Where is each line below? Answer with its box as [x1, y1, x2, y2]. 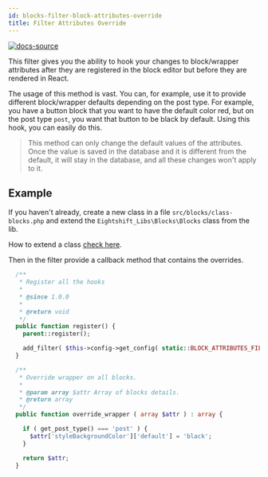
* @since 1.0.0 [18, 292, 69, 301]
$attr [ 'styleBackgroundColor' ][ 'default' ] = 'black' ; [29, 432, 213, 440]
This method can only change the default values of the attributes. [27, 138, 243, 147]
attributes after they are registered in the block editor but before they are [8, 65, 247, 74]
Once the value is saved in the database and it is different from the [27, 147, 247, 156]
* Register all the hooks [18, 278, 105, 287]
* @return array [18, 396, 73, 404]
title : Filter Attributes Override [8, 19, 127, 27]
